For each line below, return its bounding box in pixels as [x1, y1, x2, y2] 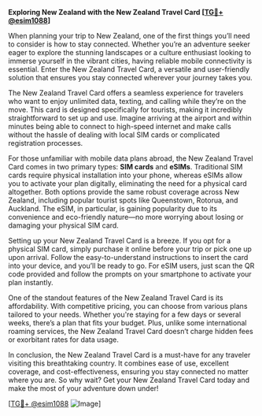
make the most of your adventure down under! [8, 384, 159, 393]
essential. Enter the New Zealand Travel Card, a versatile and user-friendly [8, 65, 250, 74]
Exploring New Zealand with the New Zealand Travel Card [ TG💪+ [8, 8, 224, 17]
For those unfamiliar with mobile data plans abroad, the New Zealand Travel [8, 154, 253, 163]
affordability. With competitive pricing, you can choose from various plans [8, 302, 248, 310]
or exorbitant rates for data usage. [8, 335, 120, 344]
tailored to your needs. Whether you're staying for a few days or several [8, 310, 242, 319]
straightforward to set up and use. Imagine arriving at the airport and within [8, 113, 252, 122]
